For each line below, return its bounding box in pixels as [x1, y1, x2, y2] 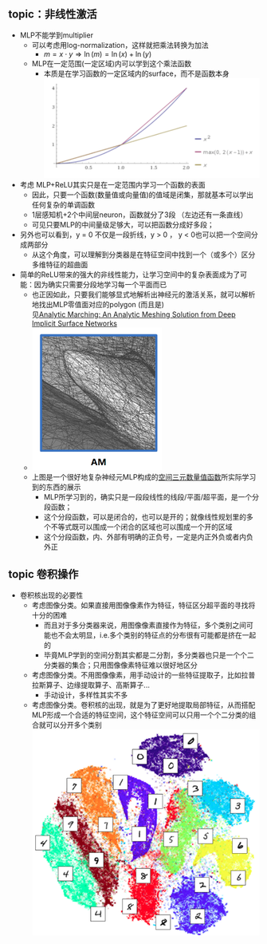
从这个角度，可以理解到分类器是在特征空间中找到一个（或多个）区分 [31, 250, 256, 259]
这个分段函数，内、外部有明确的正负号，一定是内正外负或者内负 [43, 531, 253, 541]
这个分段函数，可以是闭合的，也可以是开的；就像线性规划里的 [43, 511, 247, 521]
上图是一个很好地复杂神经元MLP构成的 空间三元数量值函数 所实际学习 [31, 472, 257, 481]
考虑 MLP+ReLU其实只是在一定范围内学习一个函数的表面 [19, 180, 206, 189]
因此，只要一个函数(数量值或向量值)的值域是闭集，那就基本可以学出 [31, 190, 253, 199]
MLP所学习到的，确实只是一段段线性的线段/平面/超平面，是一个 [43, 492, 253, 501]
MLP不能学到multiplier [19, 30, 94, 40]
